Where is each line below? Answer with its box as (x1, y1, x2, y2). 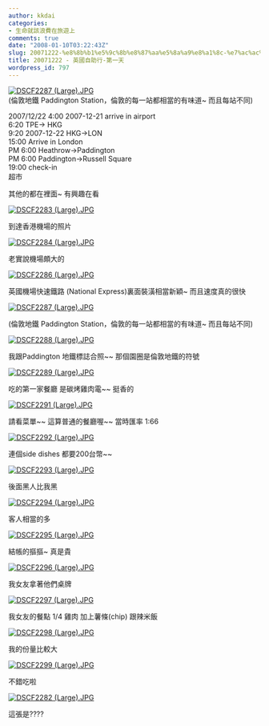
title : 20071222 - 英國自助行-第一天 (8, 57, 125, 65)
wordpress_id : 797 (8, 64, 70, 72)
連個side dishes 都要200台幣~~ (8, 449, 113, 459)
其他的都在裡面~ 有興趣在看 (8, 189, 100, 199)
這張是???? (8, 709, 44, 719)
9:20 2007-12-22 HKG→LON (8, 128, 102, 138)
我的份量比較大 (8, 644, 58, 653)
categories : (8, 19, 48, 27)
